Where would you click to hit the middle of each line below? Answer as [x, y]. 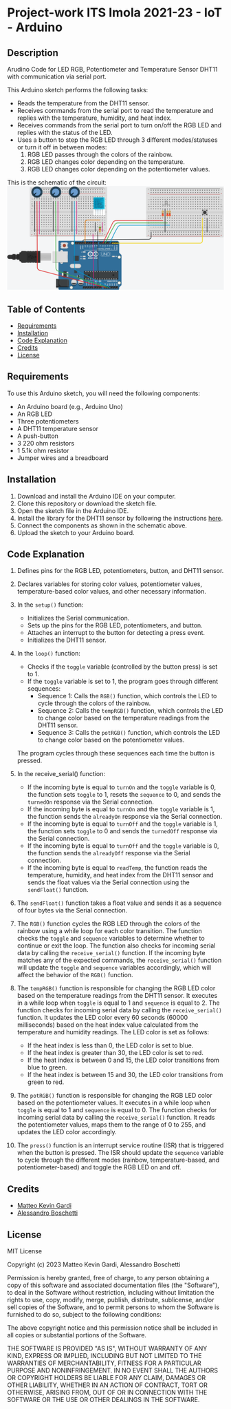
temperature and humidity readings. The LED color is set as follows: [113, 1032]
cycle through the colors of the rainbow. [94, 703]
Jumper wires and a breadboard [63, 458]
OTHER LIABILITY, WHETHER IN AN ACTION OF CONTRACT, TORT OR [107, 1385]
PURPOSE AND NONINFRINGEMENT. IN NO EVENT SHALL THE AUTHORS [113, 1370]
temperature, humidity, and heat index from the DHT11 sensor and [121, 875]
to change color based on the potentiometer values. [111, 740]
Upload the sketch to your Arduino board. [76, 532]
